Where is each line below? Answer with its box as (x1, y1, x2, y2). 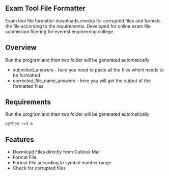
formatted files (12, 83, 44, 89)
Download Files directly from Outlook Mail (12, 149, 101, 155)
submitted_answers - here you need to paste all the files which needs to (12, 66, 164, 73)
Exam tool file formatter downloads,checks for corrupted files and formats (5, 17, 161, 23)
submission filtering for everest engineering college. (5, 28, 115, 35)
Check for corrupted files (12, 165, 66, 171)
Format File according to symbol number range (12, 160, 111, 166)
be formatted (12, 72, 41, 78)
